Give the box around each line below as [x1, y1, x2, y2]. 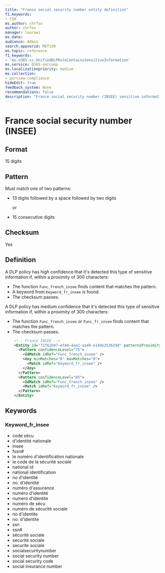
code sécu [12, 432, 34, 438]
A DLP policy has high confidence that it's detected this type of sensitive [5, 269, 152, 274]
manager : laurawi [5, 30, 41, 35]
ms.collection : [5, 71, 36, 76]
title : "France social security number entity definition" [5, 7, 129, 12]
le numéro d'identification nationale [12, 453, 84, 459]
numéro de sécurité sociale [12, 506, 68, 512]
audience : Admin [5, 39, 38, 44]
